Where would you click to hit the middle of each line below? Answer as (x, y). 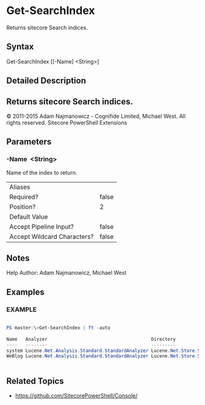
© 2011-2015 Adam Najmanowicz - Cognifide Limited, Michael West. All (96, 116)
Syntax (20, 47)
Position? (23, 206)
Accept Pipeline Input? (42, 227)
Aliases (20, 187)
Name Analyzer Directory (91, 339)
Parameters (29, 142)
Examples (25, 292)
